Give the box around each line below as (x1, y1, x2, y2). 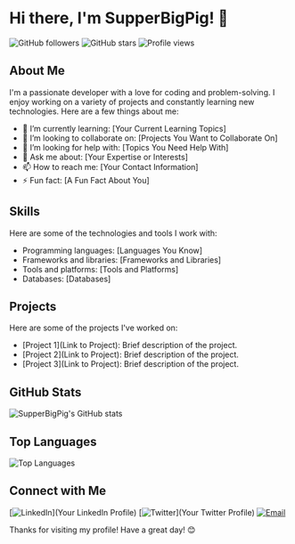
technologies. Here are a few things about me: (9, 106, 179, 117)
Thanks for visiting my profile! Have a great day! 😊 (9, 524, 196, 535)
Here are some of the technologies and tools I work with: (9, 227, 217, 239)
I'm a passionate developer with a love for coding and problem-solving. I (9, 86, 275, 97)
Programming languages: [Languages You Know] (21, 245, 203, 256)
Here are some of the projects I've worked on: (9, 322, 178, 333)
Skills (9, 204, 40, 219)
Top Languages (9, 434, 97, 449)
